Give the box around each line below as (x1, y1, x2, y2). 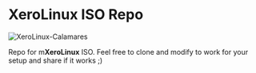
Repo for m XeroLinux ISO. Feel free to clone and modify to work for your (8, 47, 249, 56)
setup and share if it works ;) (8, 56, 103, 65)
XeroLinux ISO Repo (8, 6, 144, 24)
